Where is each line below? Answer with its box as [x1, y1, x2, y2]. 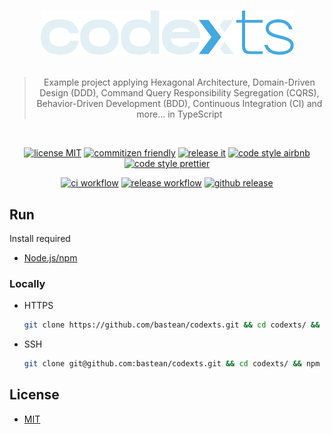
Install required [9, 233, 71, 244]
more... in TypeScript [136, 108, 223, 120]
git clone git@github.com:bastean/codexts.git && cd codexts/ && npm [23, 359, 321, 369]
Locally [9, 276, 46, 290]
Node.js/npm [23, 252, 78, 264]
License [9, 386, 60, 404]
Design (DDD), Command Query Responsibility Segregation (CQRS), [39, 87, 320, 99]
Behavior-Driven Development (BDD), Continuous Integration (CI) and [36, 98, 323, 110]
